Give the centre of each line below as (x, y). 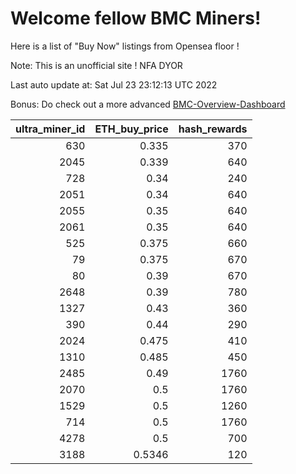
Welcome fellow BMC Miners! (136, 18)
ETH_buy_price (131, 129)
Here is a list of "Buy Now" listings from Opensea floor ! (125, 46)
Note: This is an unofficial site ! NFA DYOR (96, 65)
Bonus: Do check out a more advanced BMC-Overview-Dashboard (148, 104)
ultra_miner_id (50, 129)
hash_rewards (213, 129)
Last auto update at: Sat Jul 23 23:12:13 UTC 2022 (114, 84)
